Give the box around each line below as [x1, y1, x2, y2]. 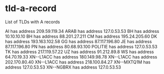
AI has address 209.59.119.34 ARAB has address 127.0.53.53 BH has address [5, 28, 160, 34]
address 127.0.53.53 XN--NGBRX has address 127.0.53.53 [5, 64, 121, 70]
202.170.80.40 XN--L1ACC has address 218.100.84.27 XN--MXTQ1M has [5, 59, 151, 65]
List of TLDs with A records [5, 19, 60, 25]
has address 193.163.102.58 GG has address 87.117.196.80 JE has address [5, 38, 152, 44]
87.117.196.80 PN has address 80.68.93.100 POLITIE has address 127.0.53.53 [5, 44, 158, 49]
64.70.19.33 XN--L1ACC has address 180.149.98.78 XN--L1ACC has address [5, 54, 158, 59]
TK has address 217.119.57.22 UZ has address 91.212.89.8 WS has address [5, 49, 154, 55]
